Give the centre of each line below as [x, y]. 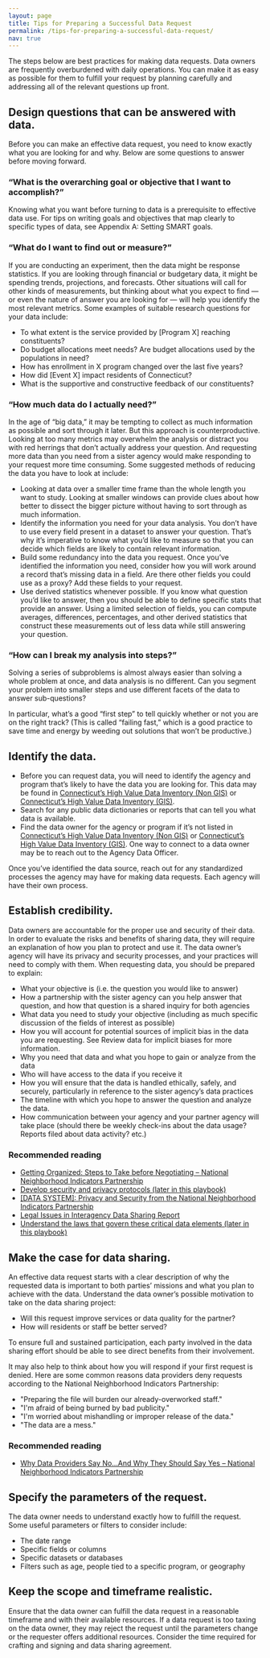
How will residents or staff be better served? [93, 1326]
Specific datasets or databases [71, 1558]
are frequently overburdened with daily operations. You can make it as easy [133, 70]
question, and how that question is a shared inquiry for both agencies [135, 1005]
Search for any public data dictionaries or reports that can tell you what [138, 810]
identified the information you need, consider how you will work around [138, 565]
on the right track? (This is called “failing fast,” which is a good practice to [131, 722]
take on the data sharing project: [62, 1302]
